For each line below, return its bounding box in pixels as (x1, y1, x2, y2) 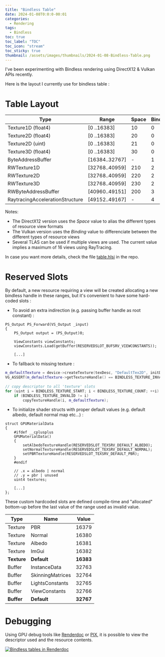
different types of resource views (12, 234, 80, 240)
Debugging (5, 615, 52, 627)
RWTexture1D (7, 164, 40, 171)
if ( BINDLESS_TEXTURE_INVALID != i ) (14, 393, 89, 398)
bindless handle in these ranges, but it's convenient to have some (5, 293, 138, 299)
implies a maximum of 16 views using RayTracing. (12, 244, 113, 251)
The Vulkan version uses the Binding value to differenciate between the (12, 229, 157, 235)
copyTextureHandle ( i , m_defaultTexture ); (23, 398, 109, 403)
